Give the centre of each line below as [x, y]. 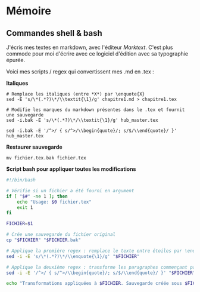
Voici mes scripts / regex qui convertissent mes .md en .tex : [80, 72]
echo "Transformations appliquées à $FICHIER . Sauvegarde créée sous [94, 284]
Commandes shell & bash [54, 33]
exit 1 [25, 207]
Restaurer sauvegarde [34, 147]
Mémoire [29, 11]
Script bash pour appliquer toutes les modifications [71, 169]
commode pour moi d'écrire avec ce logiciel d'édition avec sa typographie [97, 54]
